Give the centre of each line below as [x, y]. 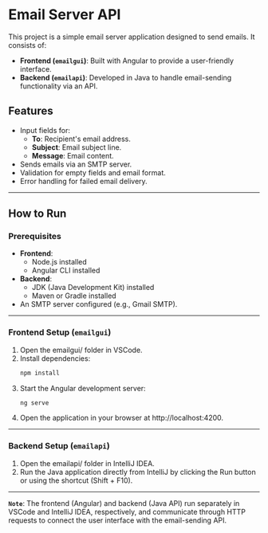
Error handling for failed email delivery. [83, 181]
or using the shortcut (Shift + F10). [76, 480]
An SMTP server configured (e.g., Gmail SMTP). [99, 304]
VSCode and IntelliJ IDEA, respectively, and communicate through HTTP [127, 511]
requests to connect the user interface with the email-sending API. [118, 520]
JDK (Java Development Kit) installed [93, 288]
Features [31, 111]
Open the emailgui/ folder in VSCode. [81, 350]
